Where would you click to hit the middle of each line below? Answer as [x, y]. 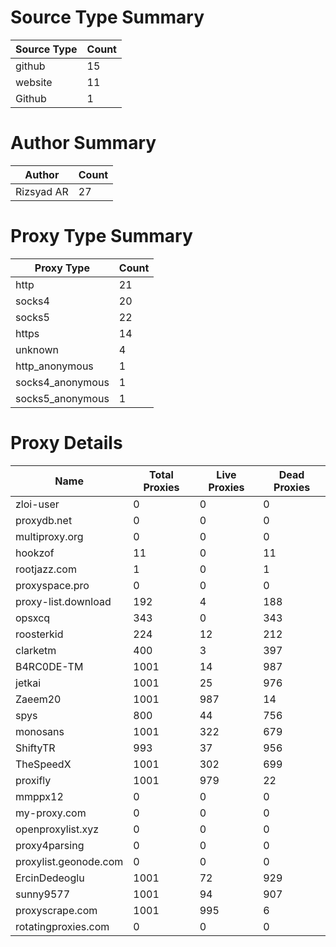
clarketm [36, 650]
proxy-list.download [63, 601]
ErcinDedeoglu [50, 878]
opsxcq [33, 618]
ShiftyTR [35, 748]
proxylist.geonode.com [69, 861]
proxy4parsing [50, 845]
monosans [40, 731]
